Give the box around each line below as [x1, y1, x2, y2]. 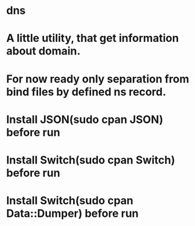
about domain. [6, 44, 81, 58]
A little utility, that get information [6, 32, 179, 45]
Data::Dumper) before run [6, 207, 139, 221]
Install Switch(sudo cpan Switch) [6, 153, 176, 167]
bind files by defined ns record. [6, 85, 167, 99]
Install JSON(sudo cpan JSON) [6, 113, 164, 126]
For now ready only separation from [6, 72, 190, 85]
